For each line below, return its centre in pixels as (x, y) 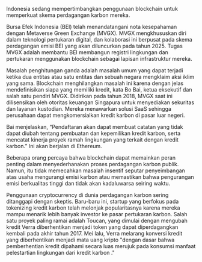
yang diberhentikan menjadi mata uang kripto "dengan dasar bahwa (90, 240)
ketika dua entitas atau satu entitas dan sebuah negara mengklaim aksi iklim (100, 77)
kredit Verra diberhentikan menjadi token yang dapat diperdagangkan (92, 227)
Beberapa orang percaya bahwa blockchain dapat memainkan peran (91, 158)
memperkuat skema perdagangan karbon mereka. (68, 15)
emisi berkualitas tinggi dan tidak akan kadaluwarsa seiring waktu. (88, 183)
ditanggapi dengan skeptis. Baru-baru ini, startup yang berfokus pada (93, 201)
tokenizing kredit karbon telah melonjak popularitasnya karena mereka (93, 208)
